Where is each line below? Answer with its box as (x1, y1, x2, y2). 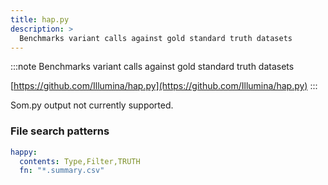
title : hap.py (10, 14, 70, 25)
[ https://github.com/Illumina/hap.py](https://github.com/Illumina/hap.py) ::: (10, 80, 318, 92)
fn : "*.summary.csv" (19, 166, 105, 176)
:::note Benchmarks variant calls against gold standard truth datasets (10, 61, 295, 73)
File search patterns (10, 124, 110, 138)
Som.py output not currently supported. (10, 99, 174, 111)
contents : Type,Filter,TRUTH (19, 156, 141, 166)
